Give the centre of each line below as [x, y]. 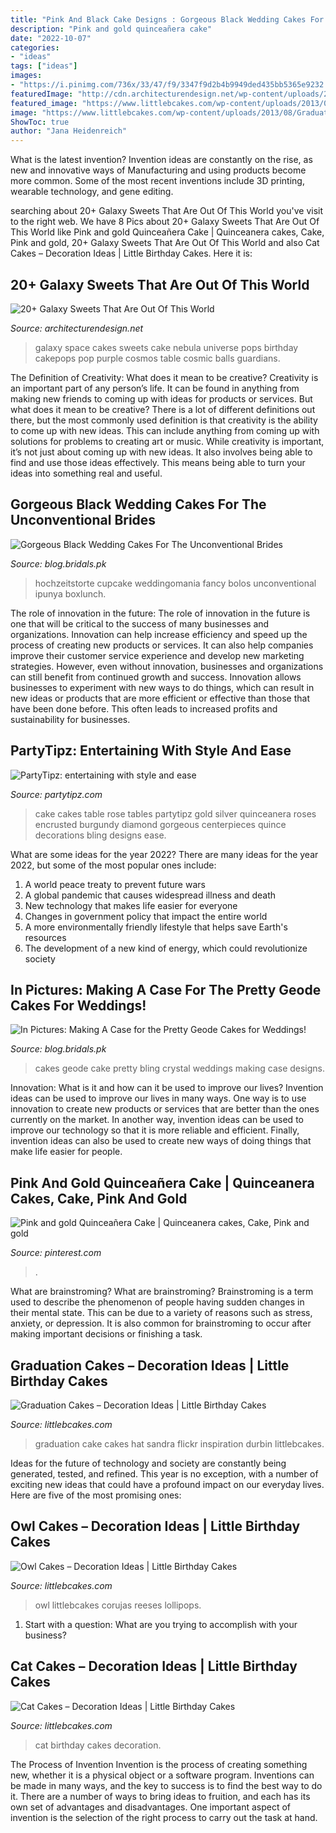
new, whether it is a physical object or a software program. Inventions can [162, 1775]
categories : [35, 47]
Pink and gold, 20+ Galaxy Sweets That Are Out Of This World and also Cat [165, 243]
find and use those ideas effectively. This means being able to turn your [158, 462]
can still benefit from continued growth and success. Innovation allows [156, 677]
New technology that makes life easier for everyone [131, 905]
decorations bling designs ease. [100, 835]
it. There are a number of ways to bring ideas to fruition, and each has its [160, 1796]
